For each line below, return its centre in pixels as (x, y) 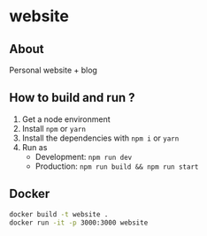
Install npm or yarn (54, 128)
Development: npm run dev (84, 156)
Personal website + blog (53, 70)
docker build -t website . (59, 214)
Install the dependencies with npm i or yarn (100, 138)
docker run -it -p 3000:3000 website (79, 223)
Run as (34, 147)
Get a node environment (66, 119)
